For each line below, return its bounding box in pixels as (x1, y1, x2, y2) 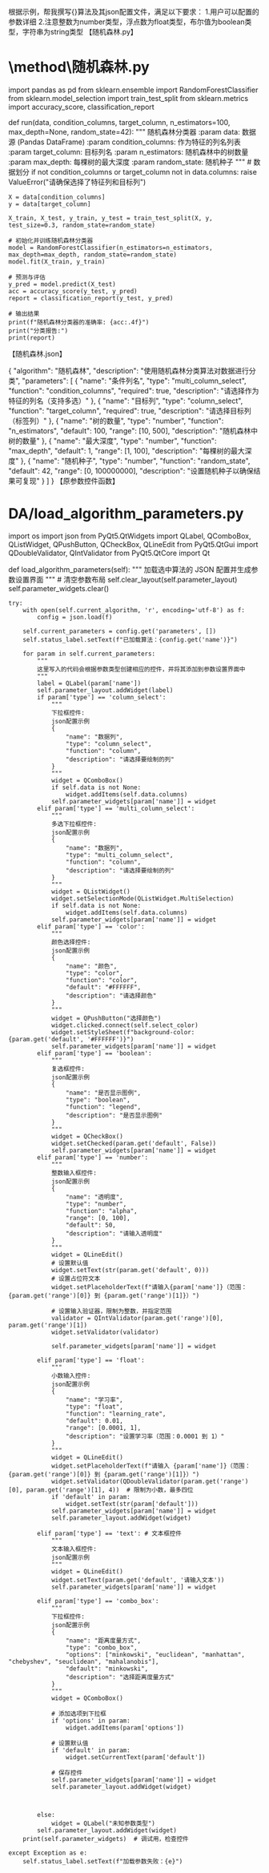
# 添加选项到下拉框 (50, 1710, 106, 1718)
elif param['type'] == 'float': (37, 1356, 146, 1364)
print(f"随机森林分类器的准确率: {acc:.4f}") (8, 318, 150, 326)
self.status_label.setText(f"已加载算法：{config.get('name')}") (22, 635, 238, 643)
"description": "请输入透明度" (65, 1229, 163, 1238)
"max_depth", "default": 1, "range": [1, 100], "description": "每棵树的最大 (8, 445, 246, 455)
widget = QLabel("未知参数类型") (50, 1819, 156, 1827)
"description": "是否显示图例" (65, 1111, 163, 1119)
